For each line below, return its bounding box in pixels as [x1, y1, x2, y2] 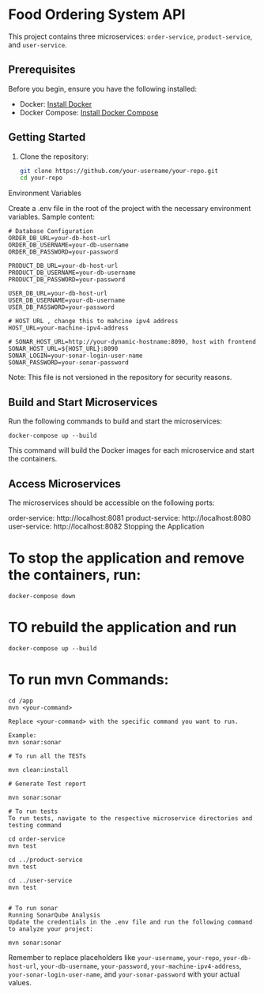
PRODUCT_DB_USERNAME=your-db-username [8, 269, 136, 277]
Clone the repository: [19, 152, 89, 161]
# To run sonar [8, 904, 58, 912]
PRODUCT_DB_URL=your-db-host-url [8, 262, 119, 270]
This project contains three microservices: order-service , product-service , [8, 32, 253, 41]
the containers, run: [8, 567, 141, 584]
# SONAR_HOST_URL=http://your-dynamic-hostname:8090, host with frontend [8, 338, 257, 346]
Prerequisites [8, 63, 76, 77]
